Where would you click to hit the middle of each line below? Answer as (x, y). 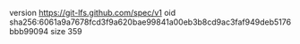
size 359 (66, 31)
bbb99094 (29, 31)
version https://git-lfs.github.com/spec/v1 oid (93, 13)
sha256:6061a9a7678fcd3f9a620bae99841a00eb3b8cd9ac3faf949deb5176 (150, 22)
